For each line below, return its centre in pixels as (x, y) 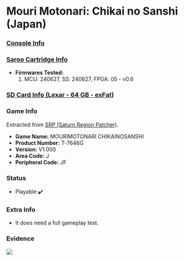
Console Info (26, 43)
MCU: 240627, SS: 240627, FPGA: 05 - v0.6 (79, 79)
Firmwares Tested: (39, 73)
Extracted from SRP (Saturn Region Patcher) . (63, 124)
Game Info (22, 111)
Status (16, 178)
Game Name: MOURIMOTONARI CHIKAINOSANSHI (79, 136)
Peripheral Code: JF (41, 162)
